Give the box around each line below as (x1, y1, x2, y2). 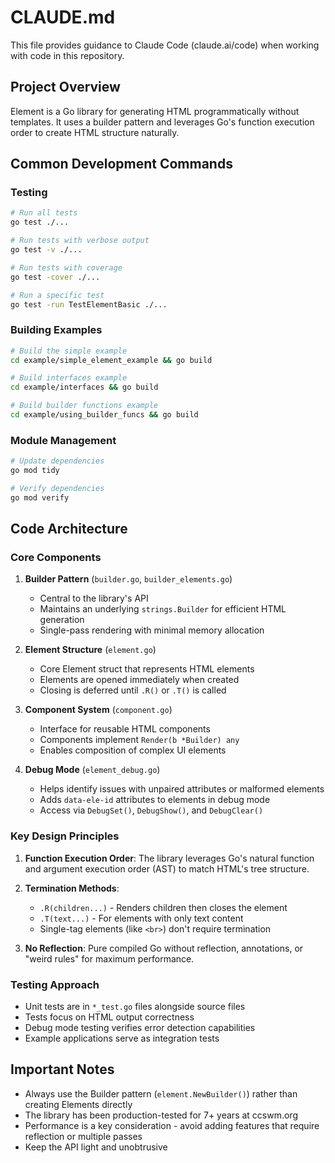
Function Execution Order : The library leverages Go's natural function (24, 852, 315, 864)
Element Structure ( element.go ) (24, 644, 157, 656)
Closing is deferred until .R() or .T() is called (39, 684, 227, 696)
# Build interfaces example (10, 373, 128, 383)
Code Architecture (10, 521, 128, 538)
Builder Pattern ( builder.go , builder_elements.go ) (24, 573, 233, 585)
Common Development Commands (10, 156, 233, 173)
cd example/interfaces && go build (10, 382, 159, 393)
